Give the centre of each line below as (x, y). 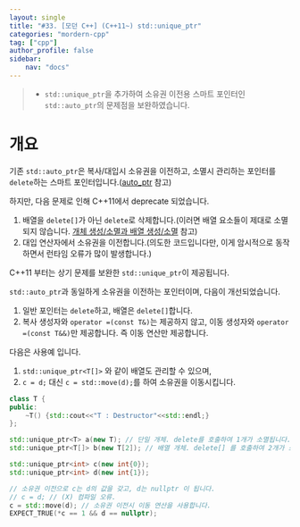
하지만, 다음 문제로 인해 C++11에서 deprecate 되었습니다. (109, 201)
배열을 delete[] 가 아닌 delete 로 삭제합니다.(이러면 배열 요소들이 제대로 (147, 220)
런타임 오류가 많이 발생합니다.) (99, 253)
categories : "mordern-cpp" (59, 34)
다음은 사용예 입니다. (45, 351)
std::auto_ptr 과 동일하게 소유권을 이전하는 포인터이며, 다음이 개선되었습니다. (145, 291)
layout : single (37, 17)
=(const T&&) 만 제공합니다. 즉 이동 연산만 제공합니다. (115, 332)
